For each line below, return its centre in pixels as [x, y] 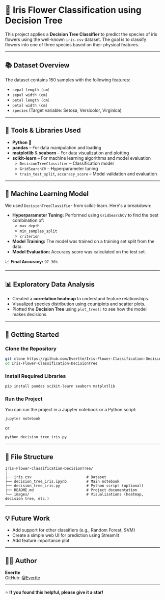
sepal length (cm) [31, 90]
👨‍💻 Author [21, 561]
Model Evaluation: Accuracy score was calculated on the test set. [79, 252]
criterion [30, 237]
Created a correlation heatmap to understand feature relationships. [81, 299]
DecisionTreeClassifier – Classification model [67, 163]
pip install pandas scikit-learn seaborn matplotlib [60, 386]
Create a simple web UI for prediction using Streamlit [66, 535]
